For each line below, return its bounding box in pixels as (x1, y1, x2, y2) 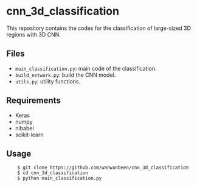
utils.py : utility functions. (15, 77, 81, 85)
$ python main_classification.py (17, 175, 102, 182)
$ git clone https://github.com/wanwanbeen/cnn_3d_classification (17, 164, 189, 171)
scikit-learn (15, 131, 44, 138)
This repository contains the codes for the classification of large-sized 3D (6, 24, 192, 32)
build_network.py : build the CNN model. (15, 71, 116, 79)
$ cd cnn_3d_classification (17, 170, 88, 176)
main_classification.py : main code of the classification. (15, 65, 157, 72)
